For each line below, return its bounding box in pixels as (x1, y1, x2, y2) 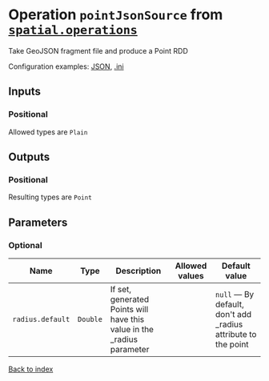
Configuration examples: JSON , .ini (8, 62, 124, 71)
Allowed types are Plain (8, 126, 88, 137)
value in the (110, 324, 155, 335)
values (177, 271, 204, 281)
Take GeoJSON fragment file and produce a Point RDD (8, 46, 188, 55)
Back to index (8, 364, 54, 374)
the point (215, 339, 250, 350)
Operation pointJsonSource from (8, 6, 223, 24)
